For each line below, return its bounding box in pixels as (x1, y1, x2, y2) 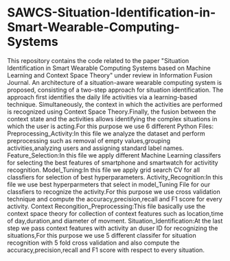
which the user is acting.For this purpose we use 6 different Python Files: (7, 122, 214, 130)
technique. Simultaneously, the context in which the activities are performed (7, 100, 223, 108)
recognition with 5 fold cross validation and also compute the (7, 238, 180, 247)
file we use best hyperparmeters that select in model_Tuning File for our (7, 180, 211, 188)
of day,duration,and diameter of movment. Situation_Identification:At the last (7, 216, 223, 225)
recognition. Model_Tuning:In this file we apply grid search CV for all (7, 166, 200, 174)
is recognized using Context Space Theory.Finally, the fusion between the (7, 108, 216, 116)
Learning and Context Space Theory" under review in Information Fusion (7, 71, 213, 79)
